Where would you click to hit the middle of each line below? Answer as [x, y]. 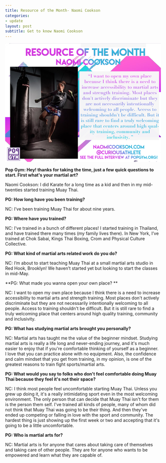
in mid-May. [17, 274]
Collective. [16, 244]
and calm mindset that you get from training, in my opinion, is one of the [79, 359]
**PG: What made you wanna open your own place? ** [62, 283]
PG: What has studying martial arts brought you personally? [68, 329]
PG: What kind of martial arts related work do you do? [61, 253]
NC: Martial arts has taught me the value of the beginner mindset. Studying [82, 338]
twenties [14, 190]
